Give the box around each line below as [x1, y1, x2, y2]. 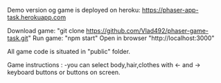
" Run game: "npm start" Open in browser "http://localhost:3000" [28, 34, 215, 42]
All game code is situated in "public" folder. [7, 48, 130, 55]
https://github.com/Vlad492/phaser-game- [86, 27, 209, 35]
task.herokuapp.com [7, 13, 67, 21]
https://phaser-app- [141, 6, 199, 14]
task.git [7, 34, 29, 42]
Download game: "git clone [7, 27, 85, 35]
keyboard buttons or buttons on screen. [7, 68, 121, 76]
